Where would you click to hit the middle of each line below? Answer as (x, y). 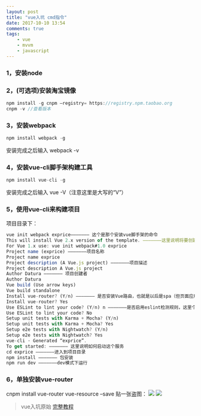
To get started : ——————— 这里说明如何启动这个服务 (65, 346)
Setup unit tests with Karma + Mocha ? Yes (60, 324)
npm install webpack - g (36, 138)
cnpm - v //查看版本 (29, 108)
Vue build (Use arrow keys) (41, 285)
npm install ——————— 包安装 (40, 357)
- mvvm (25, 46)
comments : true (25, 28)
